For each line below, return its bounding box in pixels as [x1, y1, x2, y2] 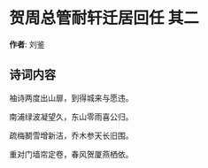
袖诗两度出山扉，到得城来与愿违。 [9, 92, 134, 103]
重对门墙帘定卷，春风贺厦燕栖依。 [9, 149, 134, 159]
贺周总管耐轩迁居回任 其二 [9, 8, 199, 28]
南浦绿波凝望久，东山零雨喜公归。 [9, 111, 134, 122]
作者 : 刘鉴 [9, 39, 45, 50]
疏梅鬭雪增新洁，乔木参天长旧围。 [9, 130, 134, 141]
